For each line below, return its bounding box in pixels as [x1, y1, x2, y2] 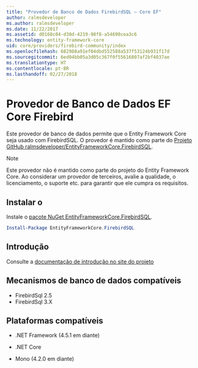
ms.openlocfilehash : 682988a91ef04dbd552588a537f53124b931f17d [6, 49, 170, 55]
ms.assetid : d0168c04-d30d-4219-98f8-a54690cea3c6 [6, 32, 137, 38]
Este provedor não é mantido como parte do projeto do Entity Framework [6, 166, 189, 174]
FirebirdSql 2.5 [15, 291, 52, 299]
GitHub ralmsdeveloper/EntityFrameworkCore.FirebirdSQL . [6, 143, 153, 151]
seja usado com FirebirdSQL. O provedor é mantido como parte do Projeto [6, 137, 193, 144]
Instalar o [6, 197, 43, 207]
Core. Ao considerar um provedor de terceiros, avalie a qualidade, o [6, 173, 176, 180]
